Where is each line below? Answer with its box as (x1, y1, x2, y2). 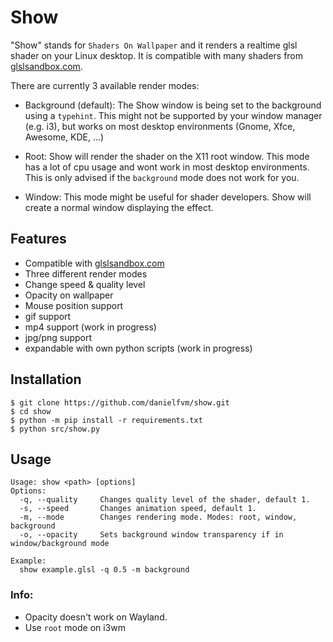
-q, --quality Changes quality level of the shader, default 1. (19, 495, 311, 505)
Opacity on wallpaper (24, 289, 114, 301)
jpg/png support (24, 331, 93, 343)
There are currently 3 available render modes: (10, 79, 200, 91)
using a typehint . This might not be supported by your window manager (24, 109, 323, 121)
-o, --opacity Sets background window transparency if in (19, 530, 284, 540)
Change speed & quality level (24, 278, 146, 290)
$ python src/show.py (10, 424, 101, 434)
